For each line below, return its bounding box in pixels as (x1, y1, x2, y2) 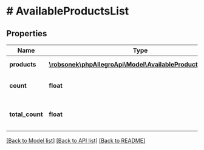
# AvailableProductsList (6, 4, 129, 18)
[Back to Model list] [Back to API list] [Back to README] (6, 137, 146, 144)
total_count (9, 110, 43, 119)
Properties (6, 28, 47, 39)
